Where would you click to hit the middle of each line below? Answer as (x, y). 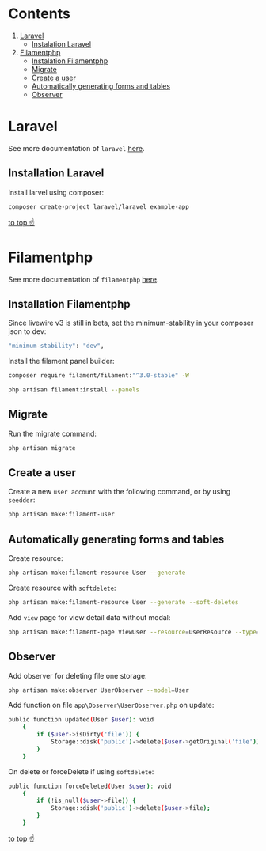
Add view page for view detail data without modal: (89, 617)
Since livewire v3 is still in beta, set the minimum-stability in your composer (131, 323)
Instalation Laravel (61, 43)
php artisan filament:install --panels (74, 390)
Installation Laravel (56, 174)
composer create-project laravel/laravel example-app (99, 206)
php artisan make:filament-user (61, 515)
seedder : (22, 500)
